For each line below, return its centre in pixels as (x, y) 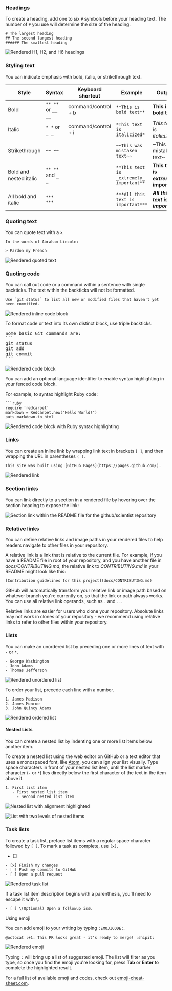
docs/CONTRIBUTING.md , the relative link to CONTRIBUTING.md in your (82, 566)
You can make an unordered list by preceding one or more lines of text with (85, 647)
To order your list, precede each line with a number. (60, 690)
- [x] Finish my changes (32, 865)
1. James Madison (24, 699)
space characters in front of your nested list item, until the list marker (78, 767)
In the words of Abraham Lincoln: (42, 242)
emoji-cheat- (131, 978)
